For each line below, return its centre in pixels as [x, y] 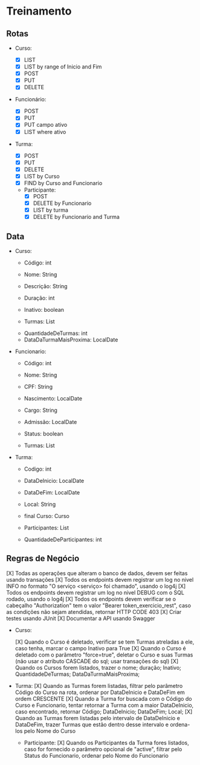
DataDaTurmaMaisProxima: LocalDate [71, 339]
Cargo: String [40, 410]
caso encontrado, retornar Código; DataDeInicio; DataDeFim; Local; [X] [104, 712]
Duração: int [39, 298]
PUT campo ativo [46, 125]
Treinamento [39, 11]
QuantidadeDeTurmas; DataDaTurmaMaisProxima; [77, 674]
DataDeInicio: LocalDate [54, 480]
